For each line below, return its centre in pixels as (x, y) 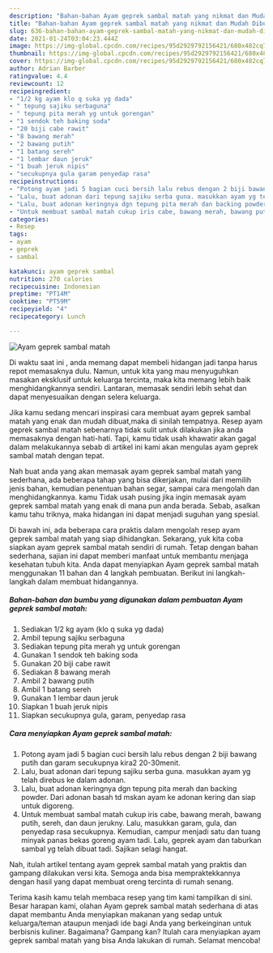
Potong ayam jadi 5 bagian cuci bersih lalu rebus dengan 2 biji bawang (139, 754)
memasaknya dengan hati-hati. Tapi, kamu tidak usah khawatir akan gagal (133, 438)
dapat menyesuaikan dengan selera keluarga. (85, 397)
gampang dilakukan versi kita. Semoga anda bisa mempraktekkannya (125, 873)
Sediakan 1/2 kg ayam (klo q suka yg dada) (92, 629)
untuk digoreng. (47, 806)
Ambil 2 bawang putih (58, 680)
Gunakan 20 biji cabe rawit (66, 663)
